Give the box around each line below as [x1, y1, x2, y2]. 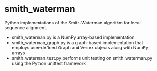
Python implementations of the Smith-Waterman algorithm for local [4, 20, 141, 25]
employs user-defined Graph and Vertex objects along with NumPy [11, 45, 149, 50]
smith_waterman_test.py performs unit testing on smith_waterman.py [11, 55, 153, 61]
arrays [11, 50, 25, 56]
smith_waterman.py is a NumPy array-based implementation [11, 34, 135, 40]
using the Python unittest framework [11, 60, 86, 66]
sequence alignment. [4, 24, 47, 30]
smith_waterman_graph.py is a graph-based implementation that [11, 39, 144, 45]
